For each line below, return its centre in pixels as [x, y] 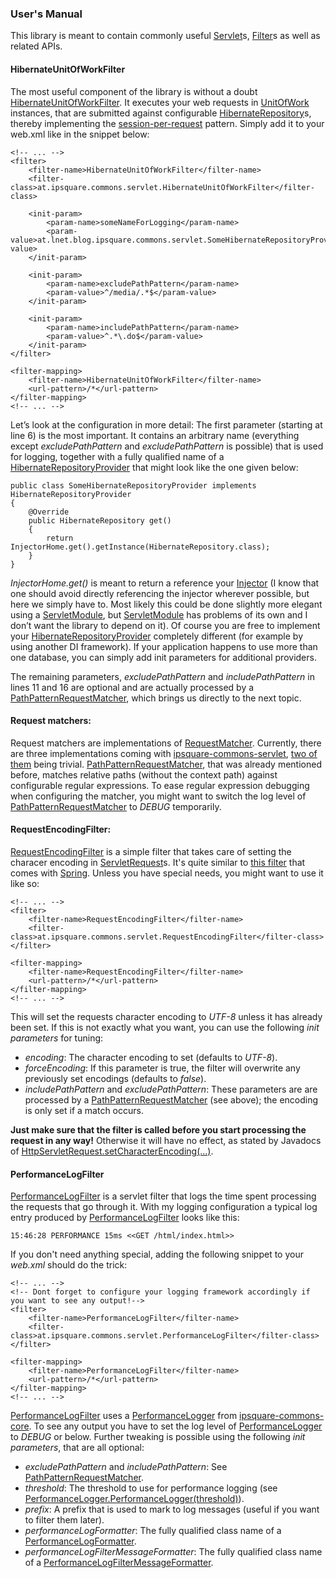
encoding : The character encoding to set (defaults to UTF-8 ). [151, 1057]
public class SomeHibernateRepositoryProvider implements [133, 485]
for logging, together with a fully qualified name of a [117, 456]
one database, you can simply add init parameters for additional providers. [163, 657]
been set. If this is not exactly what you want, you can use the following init [165, 1027]
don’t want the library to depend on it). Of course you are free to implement [165, 625]
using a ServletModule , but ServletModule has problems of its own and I [159, 614]
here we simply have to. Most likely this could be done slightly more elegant [166, 604]
